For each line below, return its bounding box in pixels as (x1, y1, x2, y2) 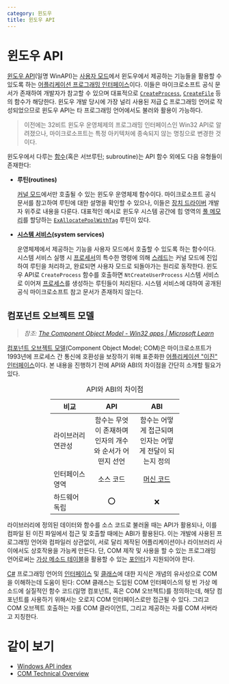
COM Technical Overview (16, 670, 90, 678)
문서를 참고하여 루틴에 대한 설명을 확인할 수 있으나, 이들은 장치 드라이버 (16, 199, 207, 207)
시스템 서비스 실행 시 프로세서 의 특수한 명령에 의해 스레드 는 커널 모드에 (16, 254, 205, 262)
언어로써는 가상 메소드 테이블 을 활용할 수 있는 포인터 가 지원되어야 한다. (7, 555, 195, 563)
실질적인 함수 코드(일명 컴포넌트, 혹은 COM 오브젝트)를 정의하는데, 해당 (25, 587, 215, 595)
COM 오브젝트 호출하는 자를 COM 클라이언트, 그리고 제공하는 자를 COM (7, 604, 200, 612)
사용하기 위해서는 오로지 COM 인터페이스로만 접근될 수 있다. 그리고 (30, 596, 210, 604)
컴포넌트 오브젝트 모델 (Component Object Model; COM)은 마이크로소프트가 (7, 344, 212, 352)
